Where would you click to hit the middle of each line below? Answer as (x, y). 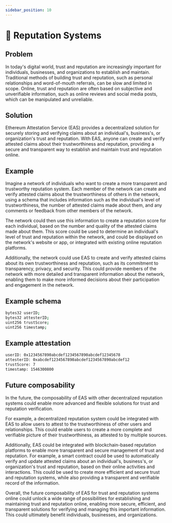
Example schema (33, 301)
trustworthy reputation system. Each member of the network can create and (86, 189)
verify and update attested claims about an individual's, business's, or (79, 461)
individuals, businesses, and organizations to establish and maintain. (78, 72)
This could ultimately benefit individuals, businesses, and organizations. (81, 515)
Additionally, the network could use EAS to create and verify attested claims (85, 258)
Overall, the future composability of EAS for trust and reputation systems (82, 493)
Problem (19, 54)
